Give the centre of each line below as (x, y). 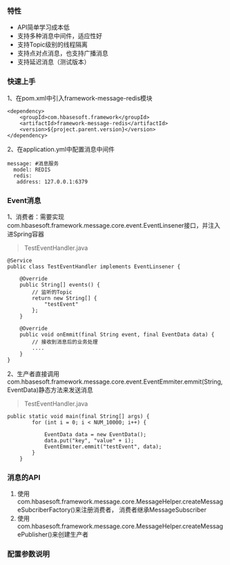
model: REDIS (32, 170)
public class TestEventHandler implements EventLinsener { (94, 267)
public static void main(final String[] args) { (78, 416)
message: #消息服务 (33, 163)
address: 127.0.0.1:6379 (52, 181)
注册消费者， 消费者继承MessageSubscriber (144, 510)
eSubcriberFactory (44, 510)
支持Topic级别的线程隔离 (52, 45)
